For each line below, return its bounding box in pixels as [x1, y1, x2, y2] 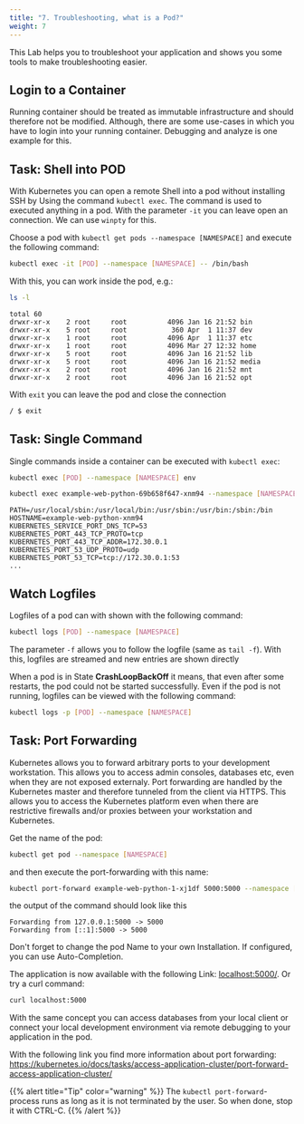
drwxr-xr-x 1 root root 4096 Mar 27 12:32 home [9, 341, 257, 350]
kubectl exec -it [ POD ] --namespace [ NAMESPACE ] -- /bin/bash [9, 259, 249, 268]
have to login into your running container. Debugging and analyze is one [9, 126, 278, 137]
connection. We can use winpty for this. [9, 215, 157, 226]
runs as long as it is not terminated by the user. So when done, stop [41, 1096, 293, 1107]
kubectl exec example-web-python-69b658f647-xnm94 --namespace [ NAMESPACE [9, 489, 298, 499]
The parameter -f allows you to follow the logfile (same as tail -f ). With [9, 644, 282, 654]
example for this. [9, 135, 72, 146]
